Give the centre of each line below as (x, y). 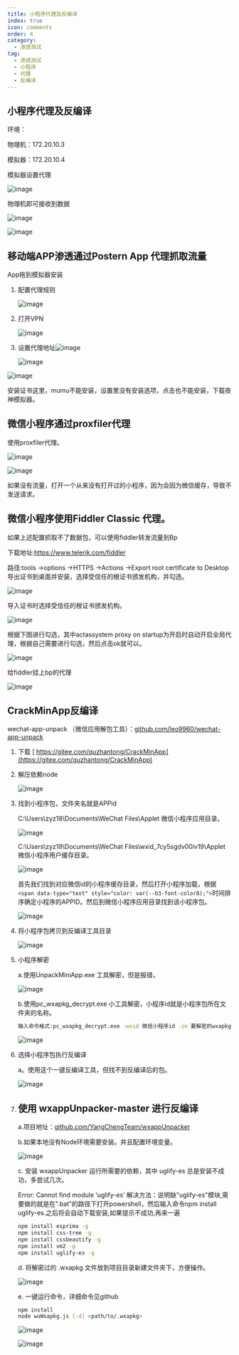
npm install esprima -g (53, 1227)
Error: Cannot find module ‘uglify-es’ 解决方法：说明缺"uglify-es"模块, (120, 1195)
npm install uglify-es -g (56, 1253)
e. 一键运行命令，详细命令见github (68, 1296)
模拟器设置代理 (29, 175)
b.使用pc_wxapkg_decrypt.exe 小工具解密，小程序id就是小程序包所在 (119, 1004)
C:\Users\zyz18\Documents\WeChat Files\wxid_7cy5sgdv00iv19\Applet (122, 847)
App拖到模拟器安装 (35, 274)
